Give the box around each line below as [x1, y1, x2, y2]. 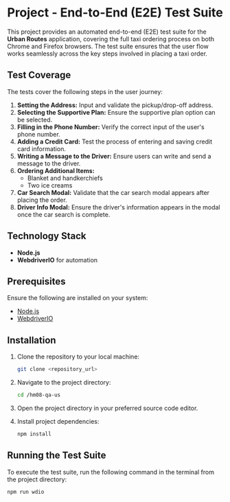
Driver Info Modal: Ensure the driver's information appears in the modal [16, 203, 220, 211]
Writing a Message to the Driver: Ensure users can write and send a [16, 152, 211, 160]
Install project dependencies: [16, 417, 100, 425]
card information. [16, 144, 67, 152]
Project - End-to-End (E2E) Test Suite [7, 5, 223, 21]
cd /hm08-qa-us [16, 391, 61, 399]
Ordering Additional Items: [16, 166, 95, 174]
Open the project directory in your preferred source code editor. [16, 404, 198, 412]
